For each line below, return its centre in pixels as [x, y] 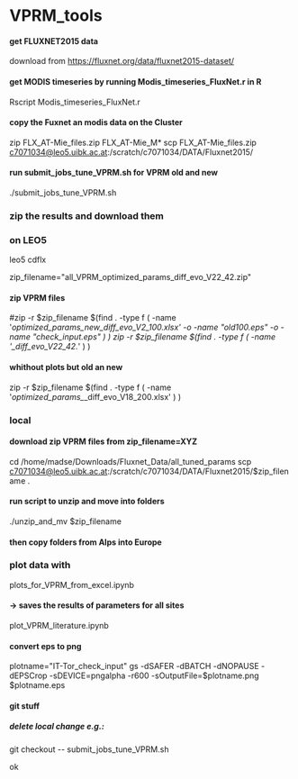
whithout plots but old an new [66, 367]
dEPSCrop [28, 675]
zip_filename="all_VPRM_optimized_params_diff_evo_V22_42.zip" [131, 277]
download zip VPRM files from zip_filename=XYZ [104, 441]
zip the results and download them [87, 215]
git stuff [25, 706]
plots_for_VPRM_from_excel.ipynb [72, 584]
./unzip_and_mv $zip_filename [65, 521]
